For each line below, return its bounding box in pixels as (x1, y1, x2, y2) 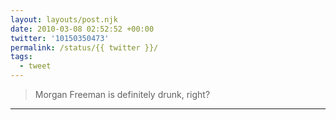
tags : (10, 52, 33, 62)
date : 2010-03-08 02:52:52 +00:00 (10, 24, 155, 34)
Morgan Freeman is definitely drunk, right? (34, 89, 211, 100)
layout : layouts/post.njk (10, 14, 118, 25)
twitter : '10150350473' (10, 33, 110, 43)
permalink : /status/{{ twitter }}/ (10, 42, 159, 53)
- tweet (19, 61, 52, 71)
